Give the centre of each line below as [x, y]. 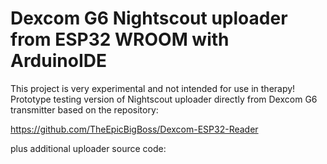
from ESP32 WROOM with [120, 39]
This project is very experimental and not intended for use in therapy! [153, 88]
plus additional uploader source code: [88, 148]
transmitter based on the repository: [84, 109]
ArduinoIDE [58, 61]
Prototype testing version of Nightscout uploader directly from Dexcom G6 [164, 99]
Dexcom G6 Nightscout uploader [149, 18]
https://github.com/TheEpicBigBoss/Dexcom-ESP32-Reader [134, 129]
